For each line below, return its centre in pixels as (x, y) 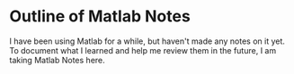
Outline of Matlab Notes (100, 16)
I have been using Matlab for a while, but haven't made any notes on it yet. (147, 41)
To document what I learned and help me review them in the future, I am (143, 50)
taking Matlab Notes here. (57, 60)
